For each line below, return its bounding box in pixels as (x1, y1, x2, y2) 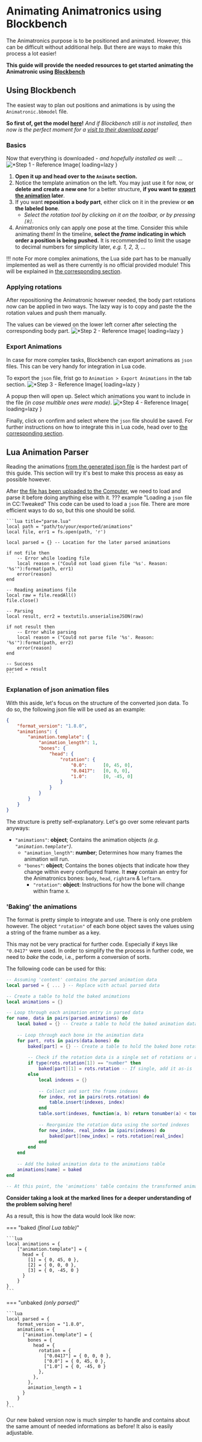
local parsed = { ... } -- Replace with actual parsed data (6, 982, 161, 988)
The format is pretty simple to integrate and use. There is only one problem (6, 915, 192, 923)
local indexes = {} (38, 1077, 87, 1083)
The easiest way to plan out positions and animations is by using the (6, 101, 176, 109)
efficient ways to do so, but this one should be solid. (6, 507, 136, 514)
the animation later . (14, 192, 65, 200)
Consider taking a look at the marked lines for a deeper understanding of (6, 1194, 192, 1201)
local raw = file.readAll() (6, 592, 77, 598)
